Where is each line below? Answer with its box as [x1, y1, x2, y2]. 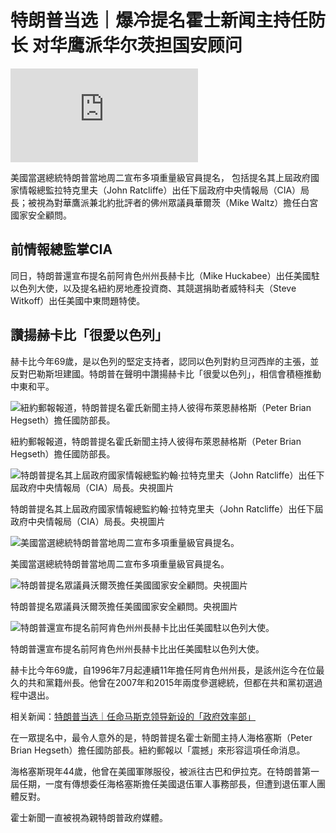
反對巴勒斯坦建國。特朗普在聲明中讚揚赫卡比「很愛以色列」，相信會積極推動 [10, 367, 322, 380]
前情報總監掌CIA [10, 241, 113, 258]
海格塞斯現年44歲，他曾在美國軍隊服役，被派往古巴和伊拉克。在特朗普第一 [10, 765, 320, 777]
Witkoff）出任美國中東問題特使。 [10, 294, 146, 306]
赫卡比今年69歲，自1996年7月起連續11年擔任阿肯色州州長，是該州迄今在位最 [10, 664, 325, 676]
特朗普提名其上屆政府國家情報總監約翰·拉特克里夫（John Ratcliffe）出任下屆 [10, 502, 324, 515]
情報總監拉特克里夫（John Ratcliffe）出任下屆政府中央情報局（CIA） [18, 184, 302, 196]
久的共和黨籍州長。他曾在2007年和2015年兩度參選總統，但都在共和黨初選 [10, 676, 315, 688]
